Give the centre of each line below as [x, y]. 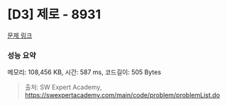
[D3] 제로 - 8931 [54, 14]
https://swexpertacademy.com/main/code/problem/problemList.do [122, 95]
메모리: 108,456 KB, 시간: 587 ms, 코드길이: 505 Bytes [84, 72]
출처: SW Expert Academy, [63, 87]
